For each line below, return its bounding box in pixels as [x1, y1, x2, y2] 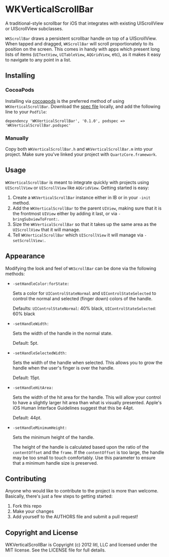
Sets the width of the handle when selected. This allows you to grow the [12, 359, 163, 365]
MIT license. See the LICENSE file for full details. [5, 547, 106, 553]
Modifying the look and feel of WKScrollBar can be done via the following [5, 265, 156, 271]
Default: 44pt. [12, 414, 42, 420]
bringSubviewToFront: [12, 217, 58, 222]
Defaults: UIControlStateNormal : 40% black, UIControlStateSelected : [12, 305, 156, 311]
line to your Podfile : [5, 108, 47, 114]
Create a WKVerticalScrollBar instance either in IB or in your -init [12, 194, 151, 200]
